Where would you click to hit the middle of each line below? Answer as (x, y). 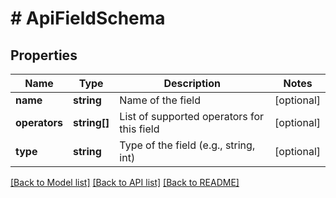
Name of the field (160, 100)
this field (139, 129)
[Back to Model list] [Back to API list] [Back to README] (125, 182)
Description (192, 83)
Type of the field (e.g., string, (187, 145)
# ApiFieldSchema (88, 18)
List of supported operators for (192, 116)
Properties (44, 55)
